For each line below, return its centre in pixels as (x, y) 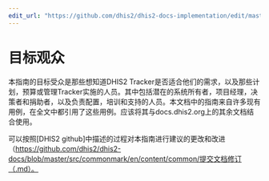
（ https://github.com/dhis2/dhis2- (65, 148)
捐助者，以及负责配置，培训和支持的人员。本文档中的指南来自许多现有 (145, 102)
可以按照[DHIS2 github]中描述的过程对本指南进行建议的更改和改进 (117, 139)
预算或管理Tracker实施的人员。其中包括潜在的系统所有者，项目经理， (137, 91)
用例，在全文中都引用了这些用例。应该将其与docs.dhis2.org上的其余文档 (128, 111)
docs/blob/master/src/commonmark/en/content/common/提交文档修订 (125, 159)
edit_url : (25, 16)
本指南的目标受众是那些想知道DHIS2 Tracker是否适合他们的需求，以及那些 (130, 82)
